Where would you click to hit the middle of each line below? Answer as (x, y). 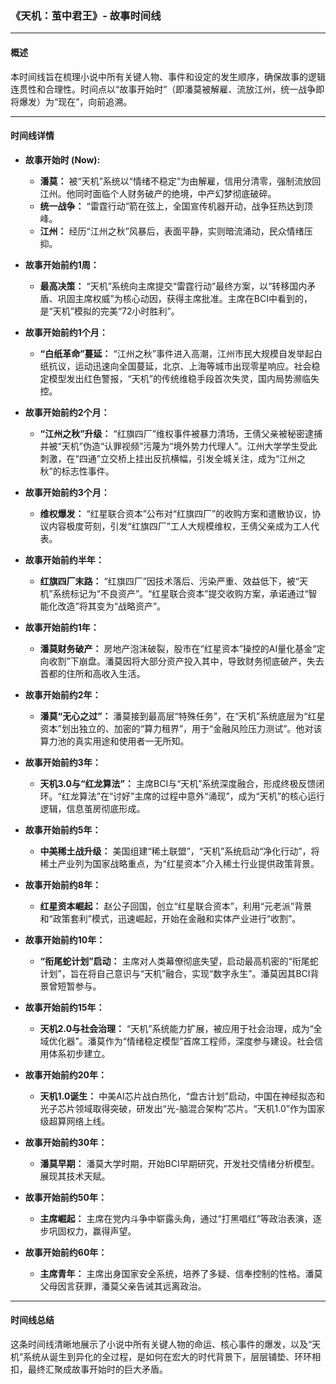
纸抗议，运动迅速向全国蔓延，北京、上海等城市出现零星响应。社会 (175, 366)
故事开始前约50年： (65, 1197)
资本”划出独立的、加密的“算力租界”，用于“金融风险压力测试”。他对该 (181, 728)
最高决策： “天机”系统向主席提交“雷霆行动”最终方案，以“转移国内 (173, 286)
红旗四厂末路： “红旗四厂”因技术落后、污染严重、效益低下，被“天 (174, 581)
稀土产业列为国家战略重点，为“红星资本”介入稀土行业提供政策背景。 (179, 863)
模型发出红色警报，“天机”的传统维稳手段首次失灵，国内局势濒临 (179, 378)
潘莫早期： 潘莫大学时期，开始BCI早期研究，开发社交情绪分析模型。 (179, 1163)
